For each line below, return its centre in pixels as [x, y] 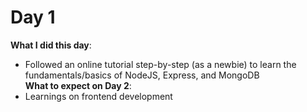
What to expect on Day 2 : [78, 85]
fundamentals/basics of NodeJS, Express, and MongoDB [142, 75]
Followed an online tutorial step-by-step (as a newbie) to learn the [160, 64]
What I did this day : [51, 45]
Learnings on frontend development [98, 96]
